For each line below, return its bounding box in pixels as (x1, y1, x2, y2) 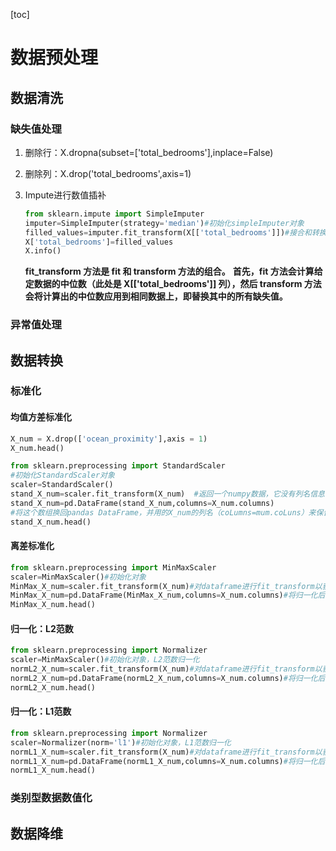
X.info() (24, 246, 62, 256)
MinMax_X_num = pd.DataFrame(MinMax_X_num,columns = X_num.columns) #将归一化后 (10, 590, 326, 601)
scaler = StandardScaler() (10, 480, 114, 490)
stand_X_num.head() (10, 517, 92, 527)
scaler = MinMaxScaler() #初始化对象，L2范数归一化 (10, 655, 200, 665)
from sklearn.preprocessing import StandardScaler (10, 461, 226, 471)
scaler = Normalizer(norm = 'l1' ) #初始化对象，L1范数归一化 (10, 737, 232, 748)
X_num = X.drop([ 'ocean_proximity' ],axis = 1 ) (10, 434, 208, 444)
